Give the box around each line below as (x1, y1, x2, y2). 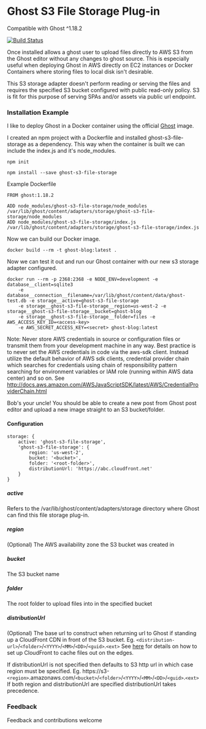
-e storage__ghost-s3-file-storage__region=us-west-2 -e (18, 303, 167, 309)
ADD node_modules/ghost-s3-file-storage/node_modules (7, 203, 148, 209)
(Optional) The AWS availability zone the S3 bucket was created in (7, 541, 175, 549)
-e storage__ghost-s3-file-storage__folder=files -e (18, 314, 156, 320)
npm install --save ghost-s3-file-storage (7, 170, 117, 176)
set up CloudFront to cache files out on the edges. (7, 649, 134, 657)
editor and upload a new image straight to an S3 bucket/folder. (7, 406, 165, 414)
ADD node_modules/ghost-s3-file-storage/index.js (7, 219, 137, 225)
